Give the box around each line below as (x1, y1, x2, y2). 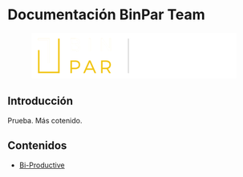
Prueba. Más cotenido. (7, 115, 83, 125)
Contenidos (7, 139, 67, 153)
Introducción (7, 95, 74, 108)
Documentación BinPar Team (7, 6, 205, 24)
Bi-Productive (18, 160, 65, 170)
